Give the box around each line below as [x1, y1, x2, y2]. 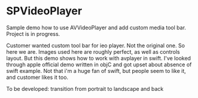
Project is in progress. [6, 30, 60, 37]
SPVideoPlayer [6, 4, 83, 18]
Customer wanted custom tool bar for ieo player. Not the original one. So [6, 42, 185, 49]
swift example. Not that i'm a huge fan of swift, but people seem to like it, [6, 67, 187, 74]
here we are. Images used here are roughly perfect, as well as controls [6, 48, 181, 55]
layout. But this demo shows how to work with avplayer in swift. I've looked [6, 54, 191, 62]
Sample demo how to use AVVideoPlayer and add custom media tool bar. [6, 24, 187, 31]
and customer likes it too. [6, 73, 69, 81]
